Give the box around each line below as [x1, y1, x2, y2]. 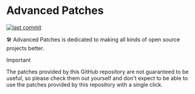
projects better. [6, 44, 44, 52]
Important [6, 56, 31, 64]
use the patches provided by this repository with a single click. [6, 81, 163, 88]
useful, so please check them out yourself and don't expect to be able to [6, 74, 188, 82]
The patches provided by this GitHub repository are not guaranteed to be [6, 68, 189, 75]
